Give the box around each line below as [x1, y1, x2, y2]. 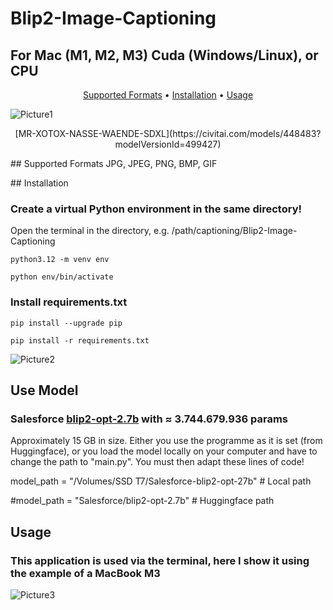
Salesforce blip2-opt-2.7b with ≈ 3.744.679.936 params [10, 412, 288, 426]
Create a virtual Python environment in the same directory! [10, 202, 303, 216]
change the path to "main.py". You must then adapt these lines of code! [10, 456, 305, 468]
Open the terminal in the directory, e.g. [10, 225, 170, 237]
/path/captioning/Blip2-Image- [171, 225, 298, 237]
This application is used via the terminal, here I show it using [10, 553, 310, 567]
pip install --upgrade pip [10, 318, 123, 328]
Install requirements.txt [10, 295, 128, 309]
